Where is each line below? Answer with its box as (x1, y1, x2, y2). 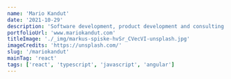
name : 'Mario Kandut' (7, 10, 70, 17)
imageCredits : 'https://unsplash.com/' (7, 42, 122, 49)
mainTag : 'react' (7, 55, 57, 62)
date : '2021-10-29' (7, 16, 64, 23)
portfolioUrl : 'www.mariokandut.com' (7, 29, 116, 36)
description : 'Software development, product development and (7, 23, 190, 30)
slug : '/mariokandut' (7, 49, 70, 56)
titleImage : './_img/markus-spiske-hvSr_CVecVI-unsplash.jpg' (7, 36, 190, 43)
